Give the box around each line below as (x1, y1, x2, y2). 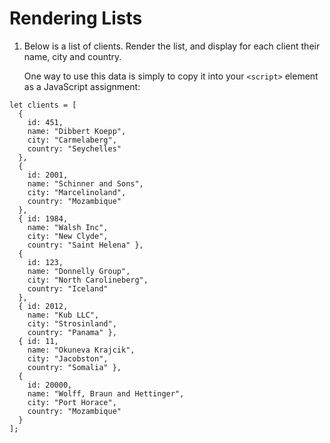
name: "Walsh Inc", (27, 222, 109, 232)
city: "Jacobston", (27, 353, 109, 364)
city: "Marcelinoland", (27, 187, 127, 197)
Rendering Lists (9, 7, 143, 30)
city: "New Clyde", (27, 231, 109, 241)
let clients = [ (9, 100, 77, 110)
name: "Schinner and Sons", (27, 178, 144, 189)
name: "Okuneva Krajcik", (27, 345, 136, 355)
